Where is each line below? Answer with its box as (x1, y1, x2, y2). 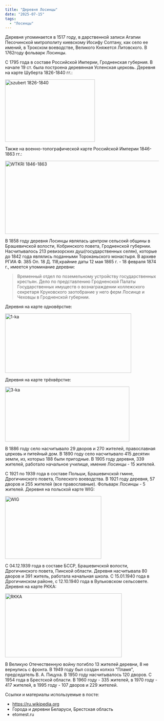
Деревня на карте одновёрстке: (5, 304, 72, 310)
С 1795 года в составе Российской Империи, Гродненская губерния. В (5, 59, 153, 65)
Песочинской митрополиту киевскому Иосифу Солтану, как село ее (5, 40, 148, 46)
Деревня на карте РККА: (5, 583, 57, 590)
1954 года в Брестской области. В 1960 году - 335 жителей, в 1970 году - (5, 677, 158, 683)
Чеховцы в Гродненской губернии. (17, 294, 90, 300)
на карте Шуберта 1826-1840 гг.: (5, 70, 73, 76)
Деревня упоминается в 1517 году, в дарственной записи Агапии (5, 34, 141, 40)
